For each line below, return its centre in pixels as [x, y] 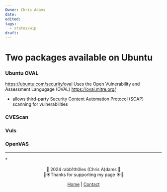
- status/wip [23, 28]
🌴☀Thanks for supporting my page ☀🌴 [83, 175]
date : [11, 14]
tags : [11, 24]
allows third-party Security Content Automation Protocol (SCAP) [78, 99]
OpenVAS [17, 144]
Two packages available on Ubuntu [79, 58]
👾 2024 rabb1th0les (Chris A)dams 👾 [83, 169]
